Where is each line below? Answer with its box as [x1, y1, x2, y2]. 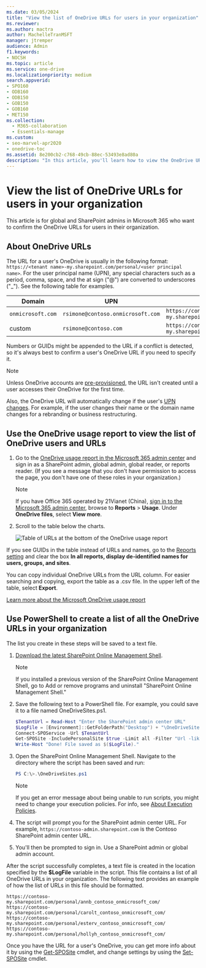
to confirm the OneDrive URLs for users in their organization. [6, 223, 159, 231]
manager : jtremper [6, 37, 53, 44]
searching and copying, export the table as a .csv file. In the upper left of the [6, 577, 200, 585]
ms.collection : [6, 117, 45, 123]
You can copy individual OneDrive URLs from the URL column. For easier [6, 571, 190, 578]
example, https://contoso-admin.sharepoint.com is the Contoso [15, 826, 177, 832]
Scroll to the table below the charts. [15, 522, 105, 529]
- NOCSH [6, 55, 26, 61]
